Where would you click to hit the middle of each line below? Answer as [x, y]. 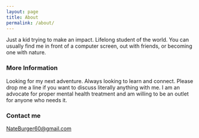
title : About [22, 17]
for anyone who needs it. [37, 100]
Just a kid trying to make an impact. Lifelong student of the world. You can [98, 40]
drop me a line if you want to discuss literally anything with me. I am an [93, 87]
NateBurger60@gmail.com [39, 128]
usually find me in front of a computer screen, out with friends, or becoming [99, 46]
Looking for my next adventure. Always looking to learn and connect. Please [100, 81]
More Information [32, 68]
